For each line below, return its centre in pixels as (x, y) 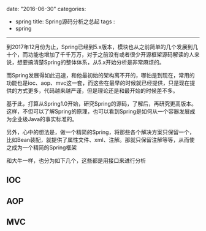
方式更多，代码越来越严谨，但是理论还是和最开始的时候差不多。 (97, 91)
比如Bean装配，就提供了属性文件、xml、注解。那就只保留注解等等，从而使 (101, 140)
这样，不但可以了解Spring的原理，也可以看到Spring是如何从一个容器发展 (98, 111)
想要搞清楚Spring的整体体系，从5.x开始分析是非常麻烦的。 (91, 62)
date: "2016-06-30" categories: (46, 9)
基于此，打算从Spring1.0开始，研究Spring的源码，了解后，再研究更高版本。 (102, 104)
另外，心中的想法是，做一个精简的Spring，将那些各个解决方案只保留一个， (101, 132)
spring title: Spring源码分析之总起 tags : (65, 22)
